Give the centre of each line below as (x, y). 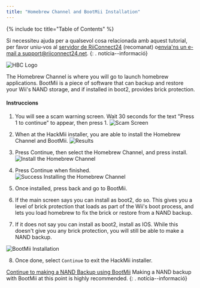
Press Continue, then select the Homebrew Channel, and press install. (101, 152)
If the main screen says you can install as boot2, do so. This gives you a (104, 200)
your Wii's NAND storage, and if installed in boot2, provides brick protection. (101, 89)
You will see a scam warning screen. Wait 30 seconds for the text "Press (104, 116)
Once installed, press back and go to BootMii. (71, 188)
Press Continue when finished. (53, 170)
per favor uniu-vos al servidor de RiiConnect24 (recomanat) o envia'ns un (96, 47)
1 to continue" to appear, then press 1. (61, 122)
